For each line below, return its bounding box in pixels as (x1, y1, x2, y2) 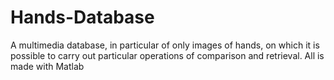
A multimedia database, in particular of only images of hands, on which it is (10, 39, 320, 51)
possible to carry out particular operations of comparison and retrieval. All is (10, 49, 325, 61)
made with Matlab (10, 60, 85, 72)
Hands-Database (10, 6, 155, 29)
